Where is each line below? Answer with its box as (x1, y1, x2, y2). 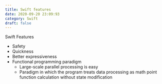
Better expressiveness (12, 54, 57, 60)
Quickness (12, 49, 34, 54)
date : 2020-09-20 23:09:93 (5, 12, 60, 17)
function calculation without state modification (19, 74, 113, 80)
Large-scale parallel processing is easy (19, 64, 98, 70)
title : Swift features (5, 7, 51, 12)
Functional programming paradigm (12, 59, 82, 65)
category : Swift (5, 16, 38, 21)
